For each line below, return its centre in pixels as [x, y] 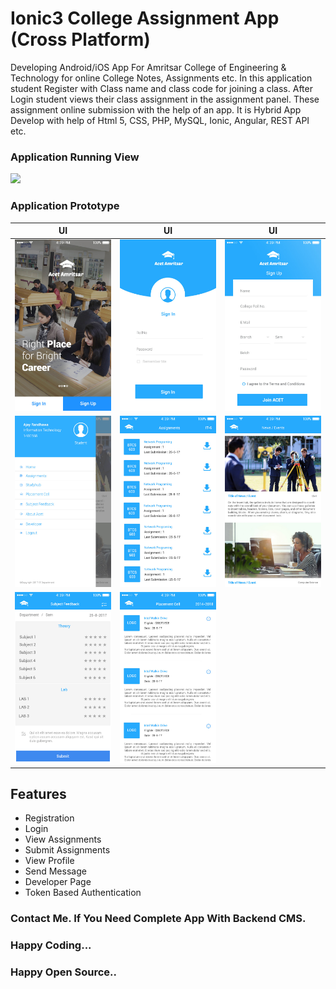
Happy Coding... [51, 945]
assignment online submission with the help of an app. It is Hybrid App [156, 109]
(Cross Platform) [80, 39]
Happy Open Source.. [63, 972]
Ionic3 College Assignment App [145, 18]
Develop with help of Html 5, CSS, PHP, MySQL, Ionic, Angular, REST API [160, 120]
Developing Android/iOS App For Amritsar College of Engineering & [148, 67]
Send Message [55, 871]
